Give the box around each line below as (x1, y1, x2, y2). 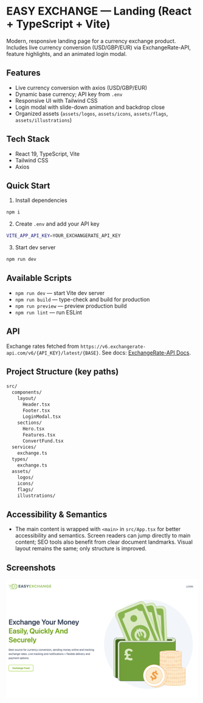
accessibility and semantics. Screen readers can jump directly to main (15, 532, 191, 539)
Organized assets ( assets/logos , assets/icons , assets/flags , (15, 109, 168, 117)
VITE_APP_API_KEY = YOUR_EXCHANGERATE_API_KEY (6, 233, 121, 239)
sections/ (17, 420, 43, 426)
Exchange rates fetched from (6, 342, 80, 350)
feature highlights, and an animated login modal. (6, 50, 127, 57)
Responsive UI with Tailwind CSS (15, 97, 98, 104)
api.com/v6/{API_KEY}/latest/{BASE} (6, 350, 99, 356)
